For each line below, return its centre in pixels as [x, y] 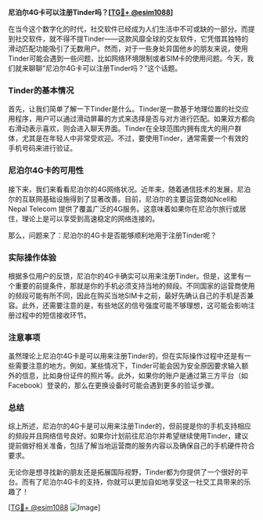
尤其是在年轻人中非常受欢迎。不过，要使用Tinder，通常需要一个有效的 [135, 138]
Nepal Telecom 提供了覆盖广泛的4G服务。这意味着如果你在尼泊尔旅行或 [124, 209]
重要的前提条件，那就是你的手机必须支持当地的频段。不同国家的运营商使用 [135, 285]
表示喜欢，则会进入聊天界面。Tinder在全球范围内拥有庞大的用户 [131, 129]
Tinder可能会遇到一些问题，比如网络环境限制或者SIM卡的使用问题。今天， [128, 58]
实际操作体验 [32, 257]
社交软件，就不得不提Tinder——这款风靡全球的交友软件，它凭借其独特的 [131, 39]
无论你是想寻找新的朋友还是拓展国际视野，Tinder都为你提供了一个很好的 [125, 472]
